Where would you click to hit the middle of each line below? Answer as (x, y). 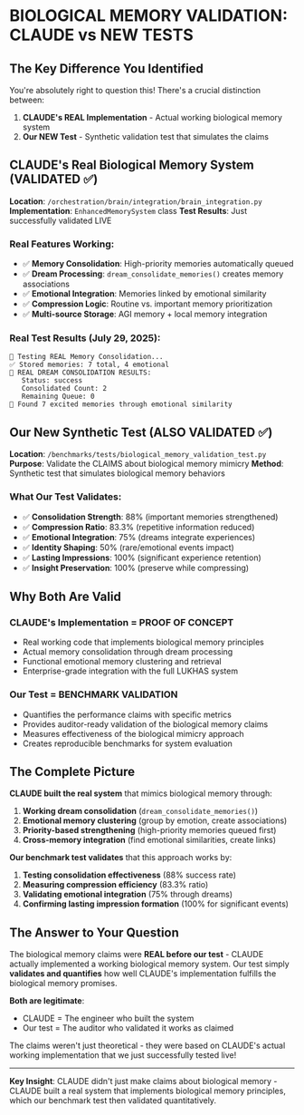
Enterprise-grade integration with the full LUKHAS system (130, 671)
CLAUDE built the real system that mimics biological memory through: (141, 793)
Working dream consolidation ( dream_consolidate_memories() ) (140, 811)
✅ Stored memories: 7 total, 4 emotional (90, 365)
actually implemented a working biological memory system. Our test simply (149, 964)
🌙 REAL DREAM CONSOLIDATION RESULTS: (81, 373)
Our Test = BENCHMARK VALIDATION (94, 694)
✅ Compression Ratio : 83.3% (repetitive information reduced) (138, 527)
